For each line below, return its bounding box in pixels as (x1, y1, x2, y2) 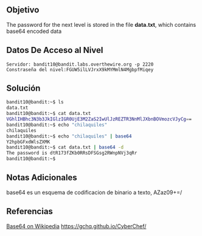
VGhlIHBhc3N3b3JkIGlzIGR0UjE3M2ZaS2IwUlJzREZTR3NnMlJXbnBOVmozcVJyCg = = (6, 116, 192, 122)
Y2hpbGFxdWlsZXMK (6, 139, 50, 145)
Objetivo (6, 5, 40, 15)
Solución (6, 83, 41, 94)
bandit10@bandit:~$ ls (6, 99, 64, 105)
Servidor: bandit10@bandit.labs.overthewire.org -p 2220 (6, 61, 154, 68)
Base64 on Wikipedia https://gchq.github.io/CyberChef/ (6, 222, 147, 230)
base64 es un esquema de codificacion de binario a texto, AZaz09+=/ (6, 189, 183, 196)
